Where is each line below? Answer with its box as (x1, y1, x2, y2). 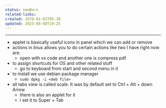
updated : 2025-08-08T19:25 (5, 21, 61, 26)
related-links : (5, 12, 37, 17)
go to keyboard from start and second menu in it (19, 65, 119, 72)
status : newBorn (5, 7, 39, 12)
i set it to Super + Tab (19, 97, 64, 103)
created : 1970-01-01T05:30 (5, 16, 61, 21)
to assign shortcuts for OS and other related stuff (12, 60, 113, 66)
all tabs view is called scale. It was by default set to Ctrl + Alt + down (12, 81, 153, 87)
